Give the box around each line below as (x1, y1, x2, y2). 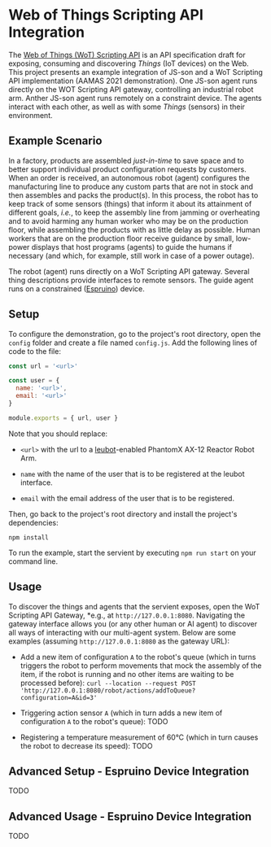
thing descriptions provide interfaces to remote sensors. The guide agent (8, 275, 254, 285)
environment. (8, 110, 53, 120)
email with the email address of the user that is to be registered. (20, 493, 234, 503)
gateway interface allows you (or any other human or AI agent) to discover (8, 618, 258, 628)
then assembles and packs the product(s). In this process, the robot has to (8, 190, 259, 200)
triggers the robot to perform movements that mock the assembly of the (20, 661, 262, 670)
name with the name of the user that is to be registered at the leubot (20, 469, 245, 478)
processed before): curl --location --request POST (20, 678, 197, 688)
